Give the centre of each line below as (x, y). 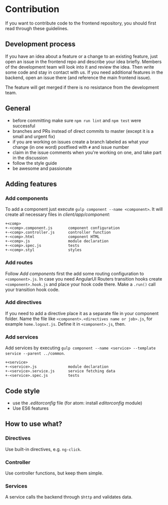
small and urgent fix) (34, 136)
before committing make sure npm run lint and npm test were (77, 120)
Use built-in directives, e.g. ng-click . (43, 449)
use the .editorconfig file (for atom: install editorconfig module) (77, 403)
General (18, 108)
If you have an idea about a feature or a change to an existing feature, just (81, 56)
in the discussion (30, 158)
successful (24, 126)
